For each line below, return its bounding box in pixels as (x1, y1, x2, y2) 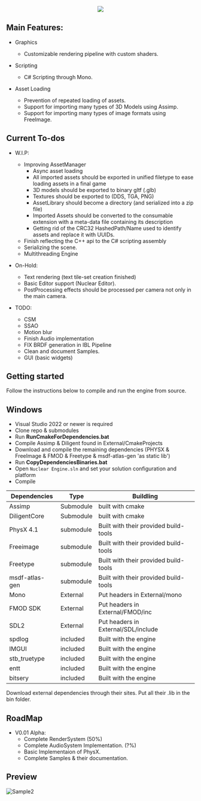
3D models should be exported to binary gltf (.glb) (32, 186, 157, 193)
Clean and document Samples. (23, 347, 100, 355)
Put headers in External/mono (98, 591, 182, 599)
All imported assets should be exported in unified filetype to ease (32, 173, 194, 181)
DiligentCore (9, 512, 45, 520)
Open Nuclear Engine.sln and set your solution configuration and (14, 465, 176, 472)
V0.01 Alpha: (14, 729, 46, 736)
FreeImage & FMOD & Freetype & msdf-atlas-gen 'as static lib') (14, 452, 170, 460)
